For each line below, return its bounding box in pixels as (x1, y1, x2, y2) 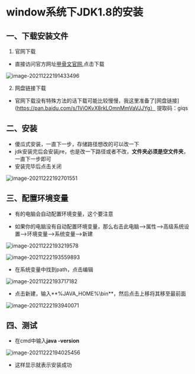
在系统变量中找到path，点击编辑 (14, 265, 93, 273)
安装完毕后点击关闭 (14, 163, 62, 170)
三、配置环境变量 (6, 194, 69, 204)
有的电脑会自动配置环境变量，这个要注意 (14, 210, 113, 217)
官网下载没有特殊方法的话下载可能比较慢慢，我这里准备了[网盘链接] (14, 97, 180, 104)
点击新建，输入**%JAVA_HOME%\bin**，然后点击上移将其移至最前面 (14, 290, 186, 297)
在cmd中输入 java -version (14, 337, 80, 344)
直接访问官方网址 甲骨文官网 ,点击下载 (14, 61, 105, 67)
